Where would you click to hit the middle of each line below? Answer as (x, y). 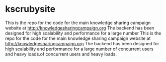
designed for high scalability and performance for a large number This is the (83, 33)
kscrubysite (30, 9)
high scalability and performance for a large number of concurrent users (79, 49)
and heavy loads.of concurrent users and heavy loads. (61, 54)
